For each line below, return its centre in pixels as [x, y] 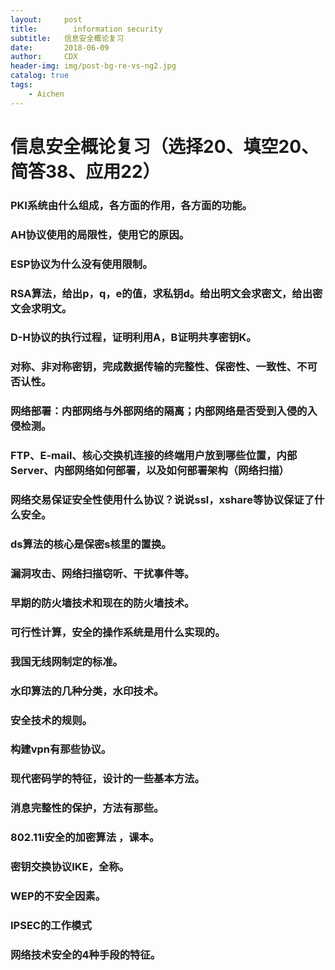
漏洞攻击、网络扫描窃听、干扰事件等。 [102, 573]
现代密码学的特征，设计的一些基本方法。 [107, 779]
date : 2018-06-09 [60, 47]
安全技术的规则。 [51, 720]
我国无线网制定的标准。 [66, 661]
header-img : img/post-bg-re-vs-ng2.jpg [93, 66]
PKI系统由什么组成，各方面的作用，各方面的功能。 [131, 205]
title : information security [86, 29]
